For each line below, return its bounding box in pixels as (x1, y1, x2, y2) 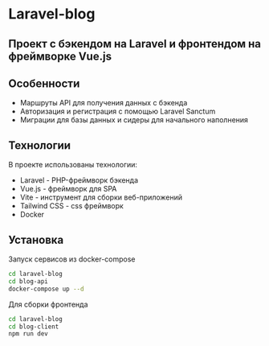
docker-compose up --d (8, 285, 84, 293)
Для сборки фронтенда (8, 299, 88, 309)
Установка (8, 233, 64, 246)
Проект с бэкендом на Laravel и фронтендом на (8, 37, 262, 51)
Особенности (8, 76, 80, 90)
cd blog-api (8, 277, 48, 286)
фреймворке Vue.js (8, 49, 112, 63)
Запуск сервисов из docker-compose (8, 254, 136, 264)
